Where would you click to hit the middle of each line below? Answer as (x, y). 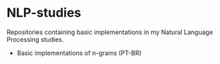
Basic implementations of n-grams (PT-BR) (79, 53)
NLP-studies (44, 13)
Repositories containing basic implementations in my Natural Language (110, 32)
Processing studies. (35, 39)
